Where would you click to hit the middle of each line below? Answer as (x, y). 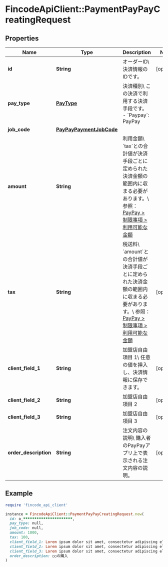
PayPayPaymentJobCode (87, 129)
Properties (22, 38)
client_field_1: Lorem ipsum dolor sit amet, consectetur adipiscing (83, 542)
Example (19, 493)
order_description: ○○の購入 (39, 556)
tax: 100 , (20, 537)
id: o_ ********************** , (42, 518)
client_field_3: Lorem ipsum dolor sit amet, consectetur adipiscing (83, 551)
